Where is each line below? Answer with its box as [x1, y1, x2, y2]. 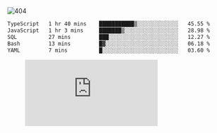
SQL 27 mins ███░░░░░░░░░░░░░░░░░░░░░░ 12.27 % [7, 33, 211, 40]
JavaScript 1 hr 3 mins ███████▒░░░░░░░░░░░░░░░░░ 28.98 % [7, 27, 211, 34]
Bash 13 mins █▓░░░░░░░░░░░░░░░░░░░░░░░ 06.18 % [7, 40, 211, 47]
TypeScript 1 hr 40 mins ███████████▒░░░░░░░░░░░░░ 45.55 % [7, 21, 211, 28]
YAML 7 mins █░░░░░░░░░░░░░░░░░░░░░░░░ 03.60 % [7, 47, 211, 54]
